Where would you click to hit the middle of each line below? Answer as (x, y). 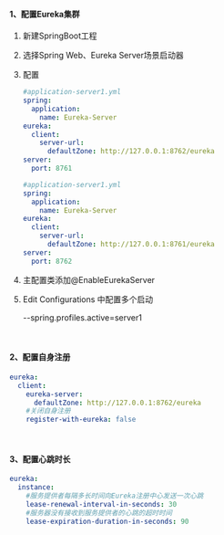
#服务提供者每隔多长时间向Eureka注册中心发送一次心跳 (115, 496)
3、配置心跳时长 (40, 459)
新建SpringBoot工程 (60, 36)
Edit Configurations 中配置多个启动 (88, 299)
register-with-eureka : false (81, 420)
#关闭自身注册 (48, 411)
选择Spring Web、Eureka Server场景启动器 (103, 56)
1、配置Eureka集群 (45, 14)
